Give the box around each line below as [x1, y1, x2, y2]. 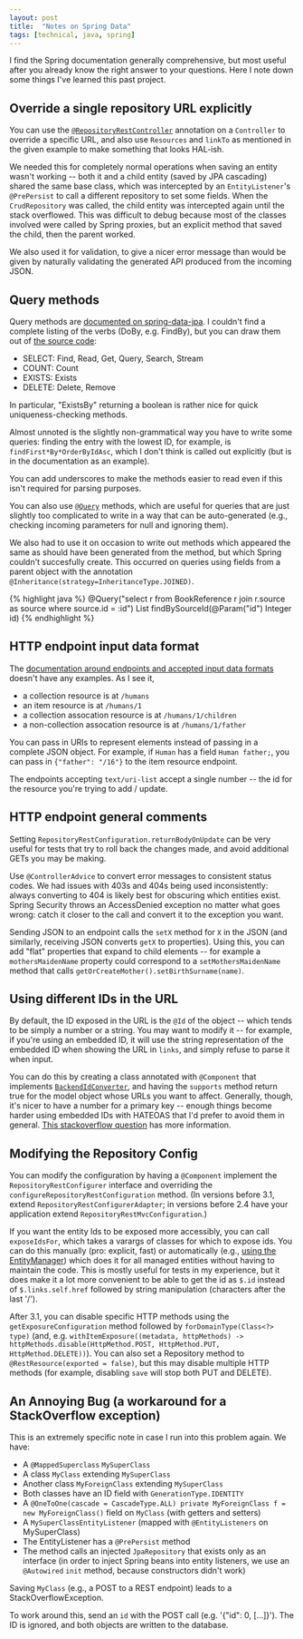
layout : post [9, 13, 59, 23]
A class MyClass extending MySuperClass [22, 1468, 171, 1479]
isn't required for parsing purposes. [9, 483, 142, 493]
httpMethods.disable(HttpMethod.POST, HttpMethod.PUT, [9, 1340, 221, 1350]
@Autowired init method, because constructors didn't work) [22, 1566, 246, 1576]
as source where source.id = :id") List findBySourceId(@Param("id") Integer [9, 603, 292, 613]
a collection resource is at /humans [22, 690, 150, 701]
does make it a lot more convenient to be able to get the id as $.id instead [9, 1274, 285, 1285]
